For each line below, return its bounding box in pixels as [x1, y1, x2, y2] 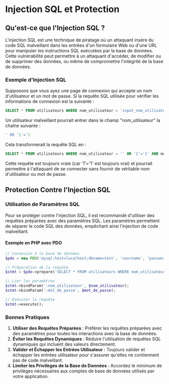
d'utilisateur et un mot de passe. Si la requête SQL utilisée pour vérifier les [5, 93, 159, 99]
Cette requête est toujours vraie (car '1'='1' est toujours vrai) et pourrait [5, 160, 152, 166]
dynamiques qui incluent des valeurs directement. [12, 341, 117, 347]
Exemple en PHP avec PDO [5, 240, 62, 246]
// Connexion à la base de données [5, 251, 80, 256]
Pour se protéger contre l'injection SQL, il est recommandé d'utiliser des [5, 212, 155, 218]
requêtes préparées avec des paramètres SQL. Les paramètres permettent [5, 218, 160, 224]
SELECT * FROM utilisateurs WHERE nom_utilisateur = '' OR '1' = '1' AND [5, 151, 158, 157]
